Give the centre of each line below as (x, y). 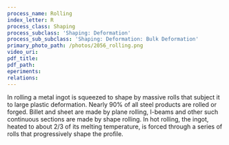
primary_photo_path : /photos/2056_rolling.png (75, 46)
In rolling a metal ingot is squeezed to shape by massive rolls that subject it (113, 97)
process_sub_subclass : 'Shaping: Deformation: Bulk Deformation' (103, 39)
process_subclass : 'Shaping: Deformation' (69, 33)
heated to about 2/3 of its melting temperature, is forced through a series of (115, 127)
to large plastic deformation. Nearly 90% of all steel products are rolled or (112, 105)
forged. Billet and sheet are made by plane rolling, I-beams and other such (113, 112)
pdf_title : (23, 59)
